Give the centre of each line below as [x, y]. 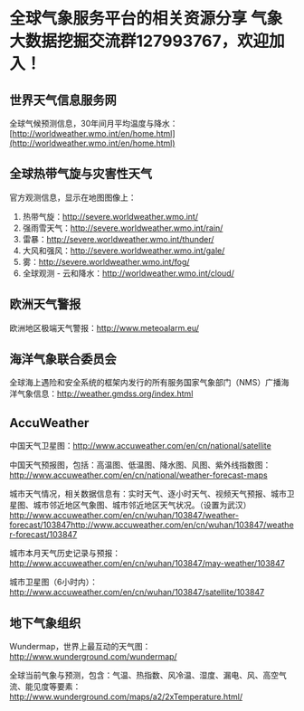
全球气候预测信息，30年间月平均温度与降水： [94, 123]
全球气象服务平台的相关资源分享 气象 [146, 19]
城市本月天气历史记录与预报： [65, 554]
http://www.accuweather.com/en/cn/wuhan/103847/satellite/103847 [137, 592]
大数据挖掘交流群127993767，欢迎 [139, 41]
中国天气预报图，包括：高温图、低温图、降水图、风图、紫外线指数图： [140, 465]
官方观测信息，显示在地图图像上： [73, 197]
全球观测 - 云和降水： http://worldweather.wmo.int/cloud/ [128, 273]
